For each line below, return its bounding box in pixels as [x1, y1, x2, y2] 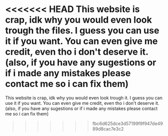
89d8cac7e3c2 [92, 125, 124, 131]
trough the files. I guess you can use [5, 25, 159, 36]
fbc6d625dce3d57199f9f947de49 [92, 120, 163, 126]
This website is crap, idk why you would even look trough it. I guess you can [5, 94, 163, 101]
